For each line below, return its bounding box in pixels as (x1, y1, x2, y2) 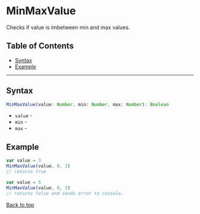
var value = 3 (6, 158, 42, 164)
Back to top (6, 201, 35, 208)
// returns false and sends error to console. (6, 190, 124, 196)
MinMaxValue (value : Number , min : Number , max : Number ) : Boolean (6, 101, 169, 107)
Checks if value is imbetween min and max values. (6, 24, 130, 31)
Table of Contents (6, 41, 74, 51)
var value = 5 (6, 179, 42, 185)
